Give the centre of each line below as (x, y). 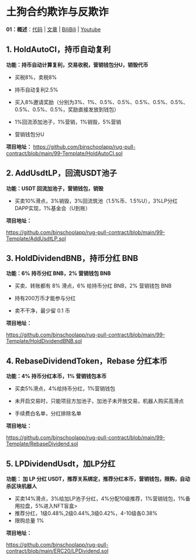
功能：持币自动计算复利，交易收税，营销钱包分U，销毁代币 (77, 64)
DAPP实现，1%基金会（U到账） (52, 208)
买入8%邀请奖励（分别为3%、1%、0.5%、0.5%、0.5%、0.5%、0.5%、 (101, 102)
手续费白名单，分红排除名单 (48, 414)
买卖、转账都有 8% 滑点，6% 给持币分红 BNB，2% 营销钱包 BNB (93, 286)
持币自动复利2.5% (36, 90)
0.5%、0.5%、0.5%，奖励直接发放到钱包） (67, 109)
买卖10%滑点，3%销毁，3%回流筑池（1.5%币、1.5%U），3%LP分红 (96, 201)
